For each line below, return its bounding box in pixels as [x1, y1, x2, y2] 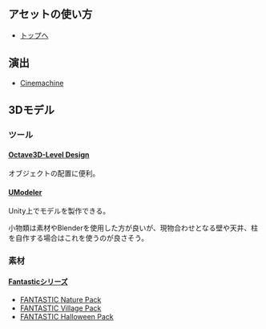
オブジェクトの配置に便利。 [8, 169, 100, 178]
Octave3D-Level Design [8, 149, 90, 159]
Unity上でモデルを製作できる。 [8, 206, 111, 216]
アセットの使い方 [8, 7, 93, 22]
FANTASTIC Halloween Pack [19, 312, 114, 322]
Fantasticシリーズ [8, 276, 68, 286]
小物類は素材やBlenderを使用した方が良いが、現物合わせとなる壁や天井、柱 [8, 223, 259, 233]
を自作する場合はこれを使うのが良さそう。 [8, 234, 149, 243]
